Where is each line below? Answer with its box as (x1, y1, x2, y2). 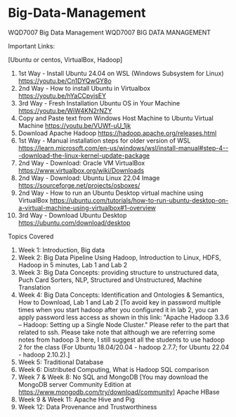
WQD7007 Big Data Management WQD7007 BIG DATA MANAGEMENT (8, 28, 211, 37)
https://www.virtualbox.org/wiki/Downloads (18, 166, 145, 174)
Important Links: (8, 41, 55, 50)
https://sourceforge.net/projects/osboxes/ (18, 181, 140, 189)
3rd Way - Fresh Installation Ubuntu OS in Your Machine (18, 98, 181, 107)
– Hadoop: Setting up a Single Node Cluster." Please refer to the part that (18, 320, 229, 328)
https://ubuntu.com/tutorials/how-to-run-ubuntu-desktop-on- (49, 195, 229, 205)
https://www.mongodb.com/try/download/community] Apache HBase (18, 387, 220, 396)
